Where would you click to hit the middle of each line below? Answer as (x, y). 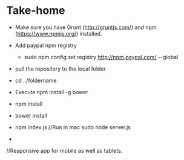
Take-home (36, 11)
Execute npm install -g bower (52, 92)
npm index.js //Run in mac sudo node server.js (73, 127)
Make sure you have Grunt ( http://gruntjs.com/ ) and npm (86, 27)
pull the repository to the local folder (60, 69)
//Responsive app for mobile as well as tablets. (64, 150)
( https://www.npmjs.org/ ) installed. (58, 33)
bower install (31, 115)
